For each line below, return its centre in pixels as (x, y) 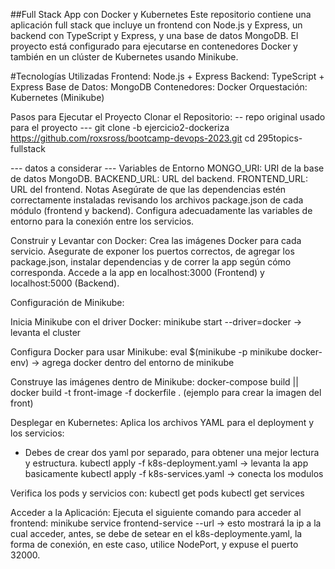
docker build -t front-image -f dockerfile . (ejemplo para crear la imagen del (166, 392)
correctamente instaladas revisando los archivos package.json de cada (157, 200)
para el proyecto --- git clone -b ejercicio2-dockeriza (120, 127)
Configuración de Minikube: (67, 302)
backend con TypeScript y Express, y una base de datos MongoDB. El (154, 35)
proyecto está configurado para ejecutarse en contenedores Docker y (154, 46)
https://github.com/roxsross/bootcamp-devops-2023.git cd (133, 138)
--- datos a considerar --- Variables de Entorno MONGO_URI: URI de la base (167, 168)
